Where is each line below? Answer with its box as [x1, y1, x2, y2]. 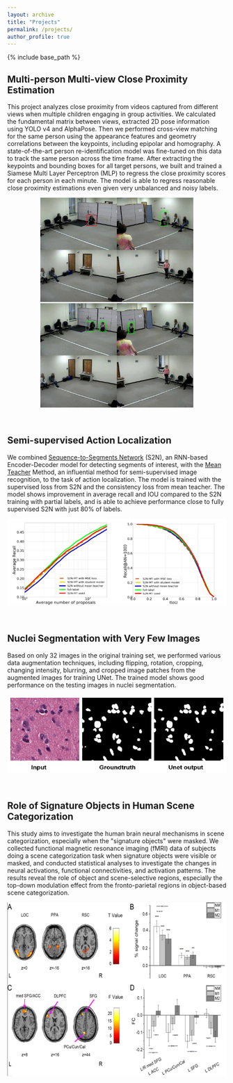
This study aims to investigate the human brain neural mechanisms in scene [7, 829, 225, 838]
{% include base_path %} [7, 53, 81, 62]
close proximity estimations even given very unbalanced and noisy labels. [7, 184, 218, 193]
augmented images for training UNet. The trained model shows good [7, 673, 204, 681]
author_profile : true [7, 33, 70, 40]
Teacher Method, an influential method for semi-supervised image [7, 468, 198, 476]
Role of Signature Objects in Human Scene [7, 800, 195, 812]
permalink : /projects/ [7, 26, 73, 33]
